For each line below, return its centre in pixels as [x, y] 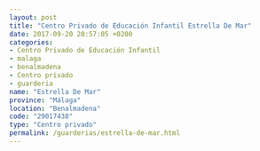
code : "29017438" [41, 116]
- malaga [25, 59]
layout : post [33, 17]
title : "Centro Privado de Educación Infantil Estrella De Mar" [130, 26]
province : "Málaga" [45, 100]
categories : [31, 42]
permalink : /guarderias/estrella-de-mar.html [95, 133]
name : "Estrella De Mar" [55, 91]
